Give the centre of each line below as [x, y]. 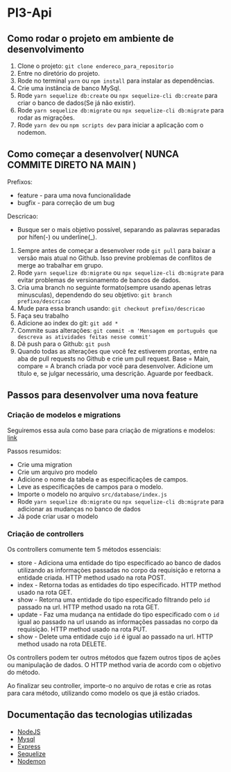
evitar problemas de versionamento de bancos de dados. [99, 280]
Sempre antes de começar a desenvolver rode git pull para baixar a [116, 250]
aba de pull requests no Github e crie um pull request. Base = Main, [113, 359]
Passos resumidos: [34, 451]
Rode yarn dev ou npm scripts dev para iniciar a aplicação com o [110, 125]
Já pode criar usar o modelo [58, 516]
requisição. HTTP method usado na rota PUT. [82, 629]
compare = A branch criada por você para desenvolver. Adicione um [115, 366]
